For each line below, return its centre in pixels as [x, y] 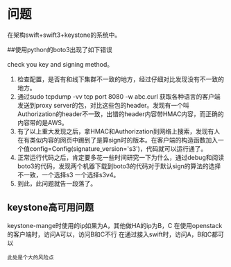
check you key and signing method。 [60, 64]
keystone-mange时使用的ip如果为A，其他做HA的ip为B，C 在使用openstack [115, 225]
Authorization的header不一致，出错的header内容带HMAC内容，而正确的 [120, 114]
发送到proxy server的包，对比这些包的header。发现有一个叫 [103, 105]
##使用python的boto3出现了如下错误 [60, 49]
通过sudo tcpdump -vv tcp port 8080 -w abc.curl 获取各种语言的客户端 [119, 96]
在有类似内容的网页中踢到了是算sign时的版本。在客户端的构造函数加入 [118, 140]
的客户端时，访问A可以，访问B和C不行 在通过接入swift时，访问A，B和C [110, 234]
